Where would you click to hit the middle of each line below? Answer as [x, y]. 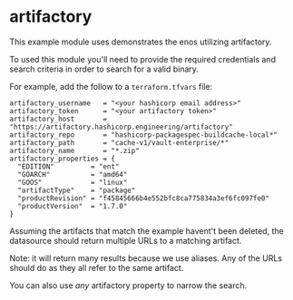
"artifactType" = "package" [77, 190]
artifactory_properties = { [63, 159]
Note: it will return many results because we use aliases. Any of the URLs [146, 258]
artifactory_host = [58, 119]
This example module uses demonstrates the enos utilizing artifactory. [141, 42]
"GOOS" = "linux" [73, 182]
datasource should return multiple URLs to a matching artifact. [126, 240]
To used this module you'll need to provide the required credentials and [143, 59]
